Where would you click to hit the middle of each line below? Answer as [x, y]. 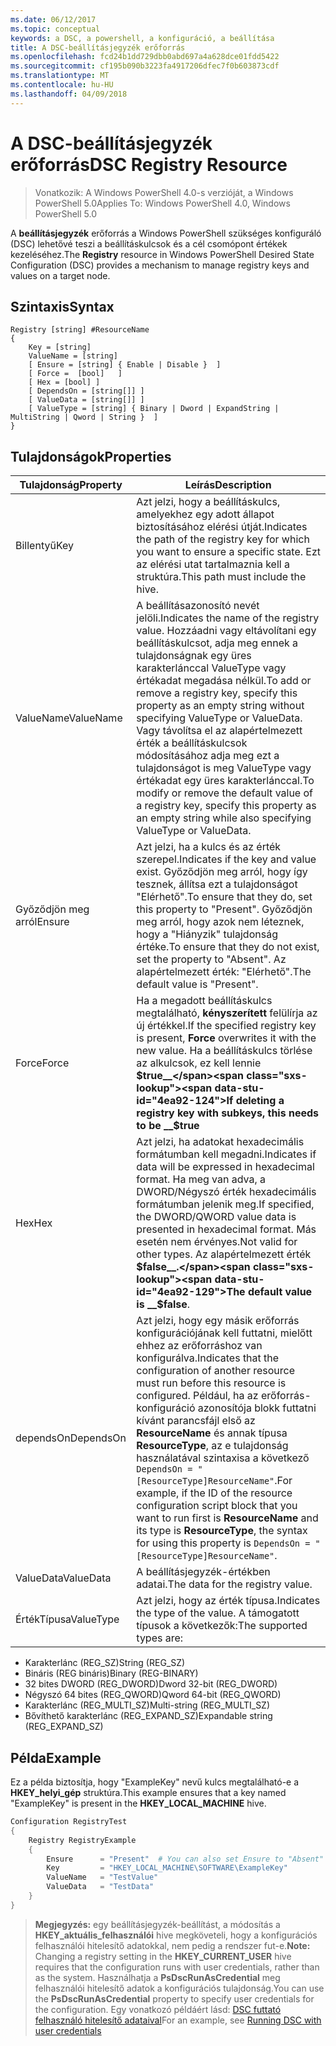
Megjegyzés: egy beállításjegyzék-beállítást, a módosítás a [157, 1924]
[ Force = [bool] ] [75, 374]
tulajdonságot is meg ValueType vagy [224, 768]
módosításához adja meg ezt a [208, 756]
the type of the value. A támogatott [218, 1613]
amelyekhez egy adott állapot [205, 514]
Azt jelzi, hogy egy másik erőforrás [218, 1321]
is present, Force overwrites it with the [226, 1038]
